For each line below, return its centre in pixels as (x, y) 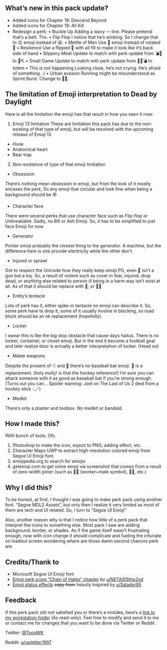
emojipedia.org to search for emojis (49, 461)
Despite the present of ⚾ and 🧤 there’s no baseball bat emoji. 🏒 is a (74, 366)
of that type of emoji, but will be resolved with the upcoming (91, 129)
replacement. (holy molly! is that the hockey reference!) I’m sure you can (80, 373)
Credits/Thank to (32, 562)
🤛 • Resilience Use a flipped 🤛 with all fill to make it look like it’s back (83, 47)
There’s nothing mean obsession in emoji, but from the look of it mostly (78, 184)
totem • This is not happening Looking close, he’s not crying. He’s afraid (86, 68)
